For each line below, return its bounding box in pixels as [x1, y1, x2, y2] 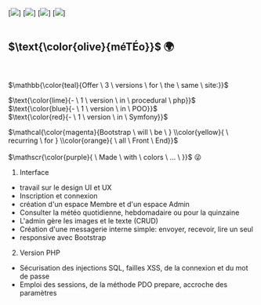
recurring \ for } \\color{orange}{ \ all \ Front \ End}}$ [8, 136, 179, 145]
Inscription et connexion [19, 191, 98, 200]
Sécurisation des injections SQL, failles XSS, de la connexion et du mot [19, 263, 248, 272]
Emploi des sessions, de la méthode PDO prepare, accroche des [19, 279, 228, 289]
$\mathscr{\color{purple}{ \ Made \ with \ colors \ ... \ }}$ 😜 [8, 152, 202, 162]
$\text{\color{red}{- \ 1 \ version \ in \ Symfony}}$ [8, 112, 169, 122]
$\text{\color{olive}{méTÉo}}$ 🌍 [8, 40, 175, 54]
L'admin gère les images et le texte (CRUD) [19, 216, 159, 225]
